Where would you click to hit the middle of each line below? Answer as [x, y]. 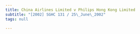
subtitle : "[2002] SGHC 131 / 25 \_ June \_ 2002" [55, 14]
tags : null [17, 19]
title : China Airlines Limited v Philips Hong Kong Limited [71, 10]
